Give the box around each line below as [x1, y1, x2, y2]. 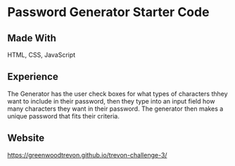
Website [7, 132, 44, 144]
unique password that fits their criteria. [7, 111, 120, 120]
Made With [7, 32, 56, 44]
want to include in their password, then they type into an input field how [7, 97, 215, 105]
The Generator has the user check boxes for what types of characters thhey [7, 89, 228, 98]
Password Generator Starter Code [7, 4, 210, 20]
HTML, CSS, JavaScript [7, 50, 76, 59]
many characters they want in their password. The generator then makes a [7, 104, 224, 113]
